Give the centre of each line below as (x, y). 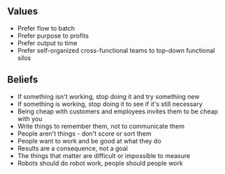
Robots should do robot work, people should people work (100, 163)
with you (30, 118)
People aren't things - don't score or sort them (84, 133)
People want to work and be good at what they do (89, 141)
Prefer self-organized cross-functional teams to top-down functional (116, 50)
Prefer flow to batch (46, 28)
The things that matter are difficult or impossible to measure (104, 155)
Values (23, 11)
